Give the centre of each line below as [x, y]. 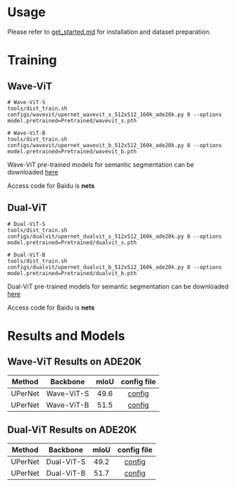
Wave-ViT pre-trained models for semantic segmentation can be [101, 164]
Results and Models [66, 336]
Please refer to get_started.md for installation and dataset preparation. [109, 32]
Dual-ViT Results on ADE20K [72, 430]
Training [32, 60]
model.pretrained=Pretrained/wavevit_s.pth [72, 120]
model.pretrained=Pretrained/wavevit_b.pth [72, 151]
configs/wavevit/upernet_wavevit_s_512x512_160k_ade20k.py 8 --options [114, 114]
